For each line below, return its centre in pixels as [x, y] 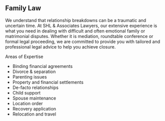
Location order [28, 103]
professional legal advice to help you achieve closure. [60, 46]
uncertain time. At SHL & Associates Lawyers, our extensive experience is [81, 25]
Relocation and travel [34, 114]
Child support [26, 92]
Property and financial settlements [48, 82]
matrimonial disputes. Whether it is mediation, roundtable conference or [79, 36]
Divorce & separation [34, 71]
